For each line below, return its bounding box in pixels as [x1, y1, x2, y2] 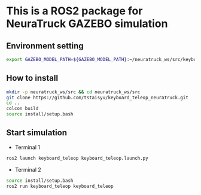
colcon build [6, 106, 39, 112]
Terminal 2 [14, 166, 42, 173]
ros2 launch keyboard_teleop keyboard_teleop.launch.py [6, 155, 148, 161]
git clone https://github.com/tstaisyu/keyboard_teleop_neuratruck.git [6, 95, 188, 100]
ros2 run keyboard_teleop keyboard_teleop [6, 183, 114, 189]
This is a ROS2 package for [6, 4, 143, 18]
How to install [6, 73, 59, 83]
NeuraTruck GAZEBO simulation [6, 17, 168, 31]
